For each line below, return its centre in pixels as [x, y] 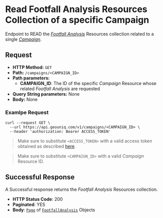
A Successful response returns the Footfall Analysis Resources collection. [81, 189]
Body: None [25, 99]
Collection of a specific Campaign [77, 20]
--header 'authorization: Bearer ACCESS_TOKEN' [60, 132]
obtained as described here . [47, 147]
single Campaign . [23, 39]
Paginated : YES [29, 204]
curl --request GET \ [28, 123]
